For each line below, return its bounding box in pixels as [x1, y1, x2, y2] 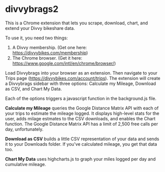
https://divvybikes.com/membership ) [12, 50, 88, 56]
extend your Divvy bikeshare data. [5, 25, 75, 31]
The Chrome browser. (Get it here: [12, 55, 83, 61]
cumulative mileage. [5, 161, 46, 167]
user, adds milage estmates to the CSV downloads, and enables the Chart [5, 115, 156, 121]
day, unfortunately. [5, 126, 44, 132]
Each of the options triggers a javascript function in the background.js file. [5, 95, 157, 101]
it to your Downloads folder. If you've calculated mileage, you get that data [5, 141, 158, 147]
